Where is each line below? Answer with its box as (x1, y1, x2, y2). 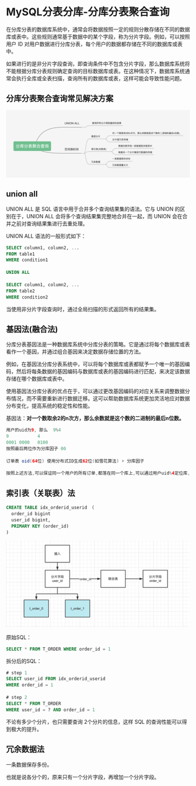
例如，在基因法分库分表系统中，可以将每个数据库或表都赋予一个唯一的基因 (6, 361, 185, 368)
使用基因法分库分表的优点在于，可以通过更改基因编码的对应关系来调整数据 (6, 387, 185, 395)
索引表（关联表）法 (6, 488, 75, 498)
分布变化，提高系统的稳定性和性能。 (6, 402, 93, 410)
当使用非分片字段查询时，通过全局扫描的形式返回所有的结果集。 (6, 306, 159, 313)
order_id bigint (11, 511, 51, 517)
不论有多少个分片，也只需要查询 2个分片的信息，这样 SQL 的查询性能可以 (6, 718, 182, 725)
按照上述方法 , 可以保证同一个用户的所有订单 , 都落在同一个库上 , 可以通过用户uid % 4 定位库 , (6, 471, 191, 476)
